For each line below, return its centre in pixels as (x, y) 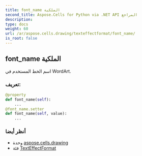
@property (16, 95)
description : (19, 19)
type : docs (17, 24)
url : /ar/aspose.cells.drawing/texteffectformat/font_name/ (70, 34)
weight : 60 (17, 29)
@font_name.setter (25, 109)
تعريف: (13, 84)
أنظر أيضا (16, 132)
